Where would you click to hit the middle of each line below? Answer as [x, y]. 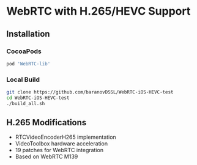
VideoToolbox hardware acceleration [61, 144]
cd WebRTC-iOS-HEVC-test [38, 98]
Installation [28, 34]
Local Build [23, 79]
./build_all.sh [26, 103]
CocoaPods [24, 51]
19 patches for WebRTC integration [59, 150]
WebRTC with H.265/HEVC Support [98, 11]
